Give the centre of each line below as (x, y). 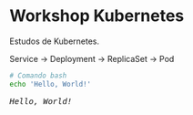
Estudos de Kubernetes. (55, 41)
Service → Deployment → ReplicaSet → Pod (92, 58)
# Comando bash (38, 75)
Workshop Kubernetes (97, 16)
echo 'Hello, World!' (51, 84)
